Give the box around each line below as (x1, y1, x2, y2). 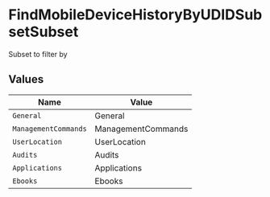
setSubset (8, 23, 79, 41)
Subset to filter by (8, 49, 68, 59)
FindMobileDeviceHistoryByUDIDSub (8, 6, 263, 24)
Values (8, 72, 44, 86)
